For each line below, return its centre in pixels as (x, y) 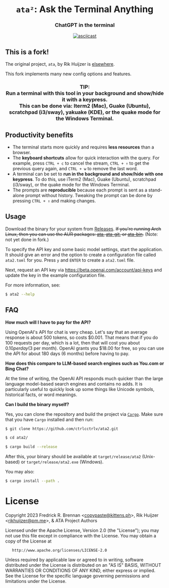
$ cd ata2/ (17, 438)
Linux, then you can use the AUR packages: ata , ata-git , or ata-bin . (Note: (81, 234)
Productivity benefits (39, 135)
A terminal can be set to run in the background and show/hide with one (88, 174)
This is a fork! (27, 52)
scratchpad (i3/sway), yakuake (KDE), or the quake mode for (85, 112)
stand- (155, 190)
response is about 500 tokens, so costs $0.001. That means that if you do (81, 337)
